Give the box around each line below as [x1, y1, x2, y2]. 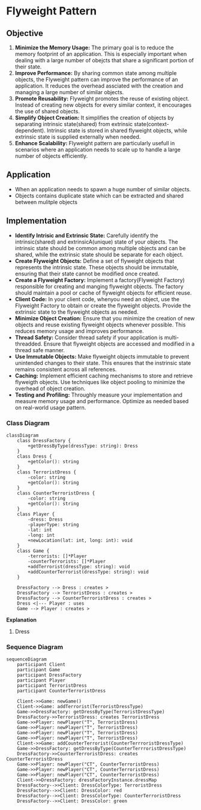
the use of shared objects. [14, 108, 80, 115]
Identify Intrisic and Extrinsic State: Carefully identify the [14, 232, 158, 239]
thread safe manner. [14, 346, 65, 353]
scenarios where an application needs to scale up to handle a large [14, 146, 181, 153]
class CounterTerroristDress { [17, 490, 95, 496]
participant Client [17, 662, 66, 668]
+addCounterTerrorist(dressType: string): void [28, 569, 149, 575]
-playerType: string [28, 521, 79, 527]
